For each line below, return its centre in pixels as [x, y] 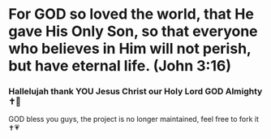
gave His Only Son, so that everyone [133, 31]
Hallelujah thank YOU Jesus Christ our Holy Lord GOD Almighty [135, 92]
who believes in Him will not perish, [130, 49]
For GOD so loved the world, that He [131, 14]
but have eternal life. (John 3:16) [120, 66]
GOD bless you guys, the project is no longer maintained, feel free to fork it [134, 119]
